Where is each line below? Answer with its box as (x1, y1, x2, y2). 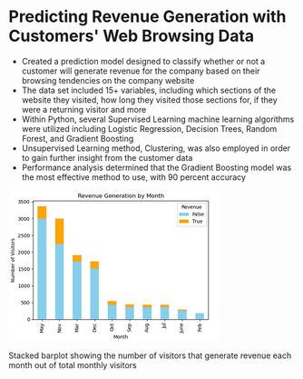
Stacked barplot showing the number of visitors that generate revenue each (8, 350, 292, 361)
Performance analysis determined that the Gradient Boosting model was (21, 162, 292, 173)
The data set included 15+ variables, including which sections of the (21, 85, 277, 95)
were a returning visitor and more (21, 104, 147, 115)
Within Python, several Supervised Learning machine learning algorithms (21, 114, 295, 125)
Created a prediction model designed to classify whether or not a (21, 55, 266, 66)
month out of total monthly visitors (8, 359, 137, 370)
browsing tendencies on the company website (21, 75, 195, 85)
